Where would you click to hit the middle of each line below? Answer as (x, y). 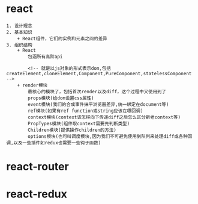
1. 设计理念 (19, 26)
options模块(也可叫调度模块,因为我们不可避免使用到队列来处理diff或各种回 (110, 136)
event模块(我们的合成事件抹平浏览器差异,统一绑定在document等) (98, 104)
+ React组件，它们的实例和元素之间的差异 (62, 39)
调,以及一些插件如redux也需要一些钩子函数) (54, 143)
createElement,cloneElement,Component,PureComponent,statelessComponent (99, 73)
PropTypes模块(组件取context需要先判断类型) (79, 123)
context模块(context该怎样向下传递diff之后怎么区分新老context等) (104, 117)
